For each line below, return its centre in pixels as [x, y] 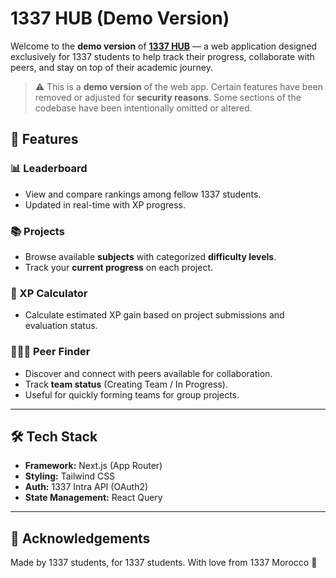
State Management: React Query [93, 498]
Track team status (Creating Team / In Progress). [126, 384]
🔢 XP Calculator [49, 293]
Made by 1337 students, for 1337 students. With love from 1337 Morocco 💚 [164, 563]
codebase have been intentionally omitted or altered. [143, 108]
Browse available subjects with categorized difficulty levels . [150, 256]
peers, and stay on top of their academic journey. [111, 67]
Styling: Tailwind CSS [70, 476]
